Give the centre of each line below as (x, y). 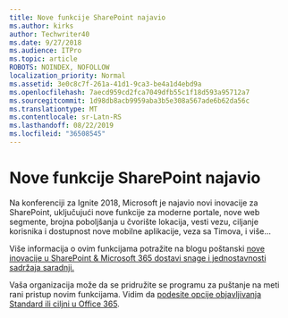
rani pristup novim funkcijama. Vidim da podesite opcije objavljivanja (136, 294)
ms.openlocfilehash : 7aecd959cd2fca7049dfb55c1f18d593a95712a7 (130, 92)
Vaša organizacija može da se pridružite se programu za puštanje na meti (144, 285)
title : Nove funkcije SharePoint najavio (88, 17)
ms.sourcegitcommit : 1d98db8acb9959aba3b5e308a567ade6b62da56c (130, 100)
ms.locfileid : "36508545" (57, 134)
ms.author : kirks (42, 26)
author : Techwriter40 (50, 34)
